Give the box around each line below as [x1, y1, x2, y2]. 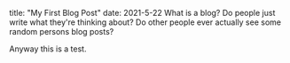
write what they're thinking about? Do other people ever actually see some [9, 17, 282, 28]
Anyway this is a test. [9, 43, 87, 54]
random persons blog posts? [9, 27, 114, 36]
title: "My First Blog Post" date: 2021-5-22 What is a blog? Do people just [9, 8, 276, 18]
